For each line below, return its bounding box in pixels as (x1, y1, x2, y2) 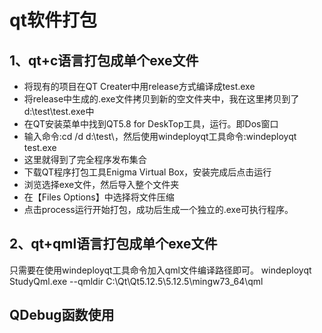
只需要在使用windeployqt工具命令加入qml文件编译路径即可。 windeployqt (9, 264, 312, 276)
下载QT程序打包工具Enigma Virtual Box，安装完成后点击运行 (23, 166, 272, 178)
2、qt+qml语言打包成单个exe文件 (9, 236, 218, 253)
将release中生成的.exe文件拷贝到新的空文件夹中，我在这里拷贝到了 (23, 93, 300, 105)
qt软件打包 (9, 9, 97, 32)
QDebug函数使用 (9, 307, 115, 324)
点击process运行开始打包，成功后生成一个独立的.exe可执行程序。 (23, 204, 294, 215)
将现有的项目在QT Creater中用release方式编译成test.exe (23, 81, 256, 92)
